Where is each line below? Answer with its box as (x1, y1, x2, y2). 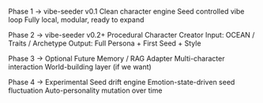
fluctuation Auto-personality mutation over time (8, 86, 163, 95)
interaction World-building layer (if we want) (8, 62, 152, 72)
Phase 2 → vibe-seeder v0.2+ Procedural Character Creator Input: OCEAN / (8, 31, 255, 39)
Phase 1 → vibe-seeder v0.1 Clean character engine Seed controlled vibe (8, 7, 245, 16)
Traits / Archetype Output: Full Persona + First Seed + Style (8, 39, 201, 48)
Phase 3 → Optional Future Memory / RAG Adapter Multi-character (8, 54, 225, 63)
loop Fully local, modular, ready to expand (8, 15, 145, 24)
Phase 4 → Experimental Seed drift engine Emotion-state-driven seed (8, 78, 235, 86)
